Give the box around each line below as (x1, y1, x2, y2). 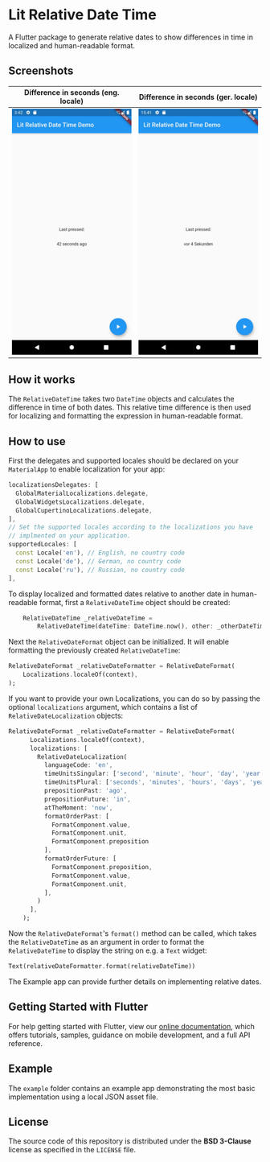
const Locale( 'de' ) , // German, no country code (15, 557, 182, 565)
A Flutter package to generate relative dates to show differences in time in (8, 32, 253, 42)
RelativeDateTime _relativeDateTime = (22, 614, 153, 622)
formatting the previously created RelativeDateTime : (8, 645, 181, 655)
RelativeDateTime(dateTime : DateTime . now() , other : (37, 622, 215, 631)
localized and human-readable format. (8, 40, 135, 50)
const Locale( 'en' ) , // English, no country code (15, 549, 185, 557)
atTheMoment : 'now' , (43, 803, 113, 812)
